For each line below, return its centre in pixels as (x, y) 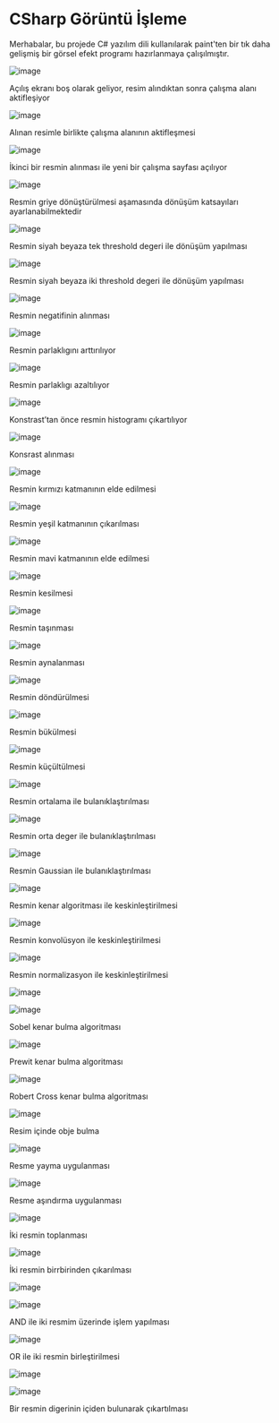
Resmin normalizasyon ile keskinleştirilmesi (89, 974)
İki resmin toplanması (48, 1235)
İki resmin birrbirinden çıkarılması (71, 1269)
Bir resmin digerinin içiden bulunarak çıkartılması (99, 1408)
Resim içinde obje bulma (55, 1131)
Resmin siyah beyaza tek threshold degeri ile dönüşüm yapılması (128, 245)
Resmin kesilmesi (41, 593)
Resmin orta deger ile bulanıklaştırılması (83, 836)
